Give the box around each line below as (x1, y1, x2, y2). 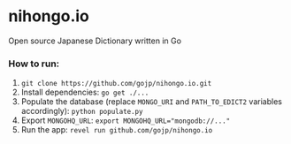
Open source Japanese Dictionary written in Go (8, 35, 182, 46)
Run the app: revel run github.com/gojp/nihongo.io (20, 125, 213, 135)
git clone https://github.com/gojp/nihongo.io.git (20, 80, 212, 88)
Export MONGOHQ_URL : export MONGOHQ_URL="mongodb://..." (20, 115, 231, 125)
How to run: (8, 57, 60, 70)
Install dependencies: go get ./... (20, 87, 149, 98)
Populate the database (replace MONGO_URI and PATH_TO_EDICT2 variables (20, 96, 282, 107)
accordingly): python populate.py (20, 106, 143, 117)
